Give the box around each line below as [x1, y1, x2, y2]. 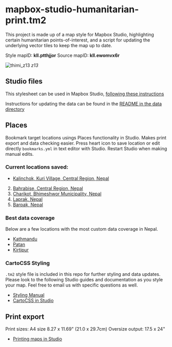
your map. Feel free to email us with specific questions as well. [5, 282, 138, 288]
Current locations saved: [5, 164, 68, 171]
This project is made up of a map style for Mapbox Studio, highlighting [5, 31, 154, 37]
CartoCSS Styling [5, 260, 50, 267]
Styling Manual [12, 292, 45, 298]
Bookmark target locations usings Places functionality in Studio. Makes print [5, 134, 167, 140]
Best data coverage [5, 214, 55, 221]
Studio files [5, 77, 43, 86]
